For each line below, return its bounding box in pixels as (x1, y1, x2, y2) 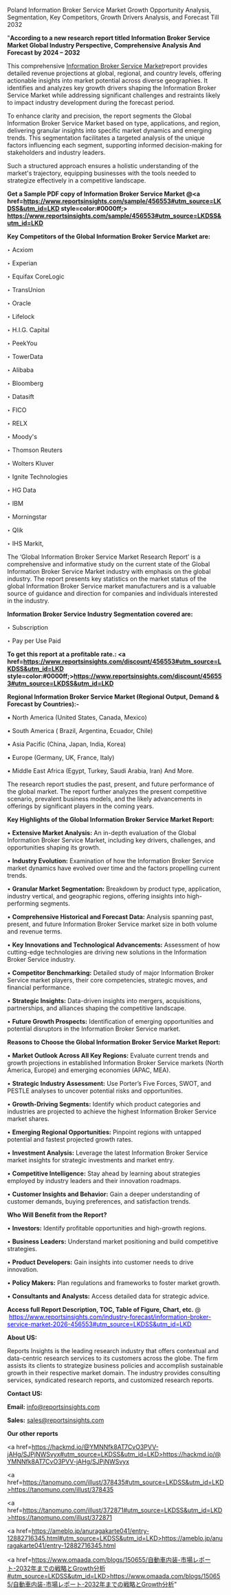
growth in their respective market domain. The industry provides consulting (7, 1369, 221, 1377)
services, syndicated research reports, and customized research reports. (7, 1376, 214, 1384)
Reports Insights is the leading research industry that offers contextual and (7, 1347, 219, 1355)
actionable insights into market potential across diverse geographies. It (7, 76, 208, 85)
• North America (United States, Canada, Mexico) (7, 713, 148, 721)
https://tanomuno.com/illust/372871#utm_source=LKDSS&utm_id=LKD (22, 1506, 223, 1514)
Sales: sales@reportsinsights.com (7, 1416, 104, 1424)
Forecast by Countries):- (7, 700, 79, 708)
